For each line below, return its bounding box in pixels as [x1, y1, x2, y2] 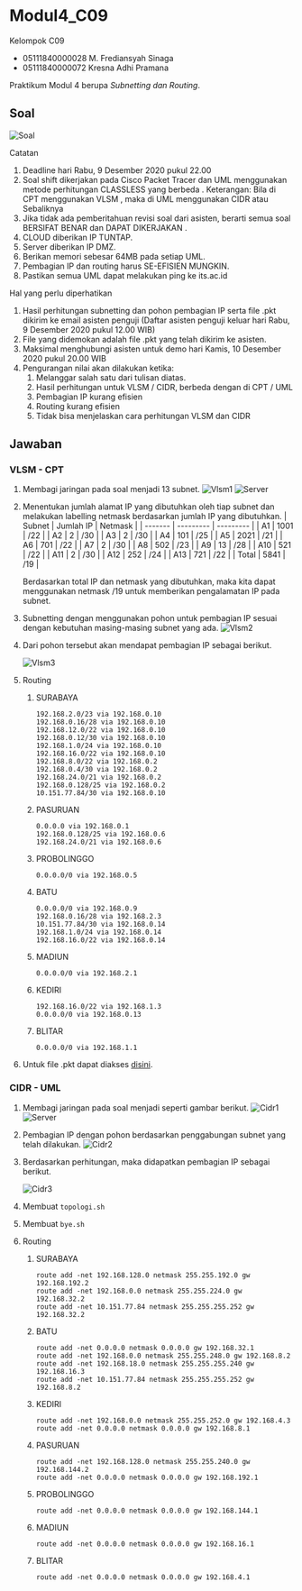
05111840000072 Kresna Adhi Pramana [22, 62, 169, 73]
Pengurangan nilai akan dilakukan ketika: [22, 362, 174, 373]
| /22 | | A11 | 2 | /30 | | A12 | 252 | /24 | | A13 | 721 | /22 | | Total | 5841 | [22, 549, 286, 560]
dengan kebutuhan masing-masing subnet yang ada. [22, 623, 219, 634]
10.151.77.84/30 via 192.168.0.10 [35, 789, 166, 798]
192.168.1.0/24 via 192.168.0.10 [35, 741, 162, 751]
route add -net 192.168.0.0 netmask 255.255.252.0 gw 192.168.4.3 [35, 1416, 291, 1425]
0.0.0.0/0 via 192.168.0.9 [35, 904, 138, 913]
